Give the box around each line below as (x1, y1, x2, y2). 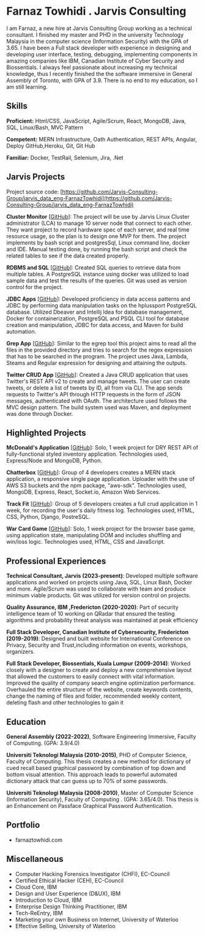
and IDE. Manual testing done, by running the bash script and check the (6, 245, 187, 252)
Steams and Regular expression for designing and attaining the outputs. (6, 359, 187, 366)
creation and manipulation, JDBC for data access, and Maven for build (6, 321, 184, 328)
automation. (6, 328, 37, 335)
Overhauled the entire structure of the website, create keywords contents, (6, 686, 193, 693)
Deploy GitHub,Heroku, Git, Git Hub (6, 142, 95, 149)
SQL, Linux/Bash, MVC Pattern (6, 124, 84, 131)
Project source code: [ (6, 188, 62, 195)
